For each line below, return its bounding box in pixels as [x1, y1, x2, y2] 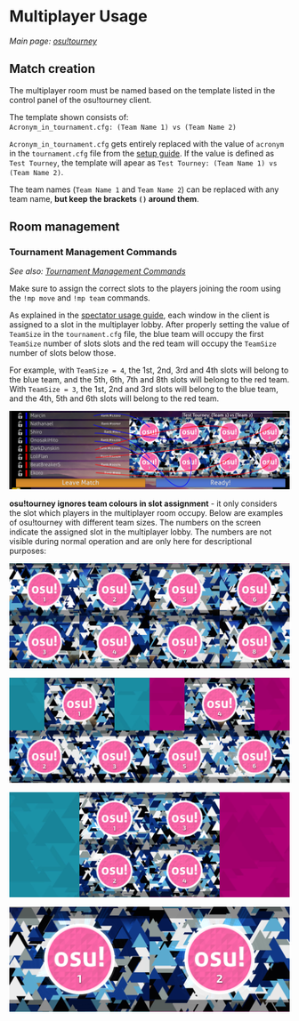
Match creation [9, 61, 96, 76]
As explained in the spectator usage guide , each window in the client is [9, 310, 270, 321]
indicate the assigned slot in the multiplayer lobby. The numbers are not [9, 527, 272, 537]
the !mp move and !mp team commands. [9, 293, 151, 303]
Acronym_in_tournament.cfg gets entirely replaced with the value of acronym [9, 138, 285, 149]
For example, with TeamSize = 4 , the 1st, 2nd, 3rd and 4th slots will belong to [9, 365, 289, 375]
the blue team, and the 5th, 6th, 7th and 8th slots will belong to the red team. [9, 374, 290, 385]
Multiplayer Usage [9, 6, 149, 27]
